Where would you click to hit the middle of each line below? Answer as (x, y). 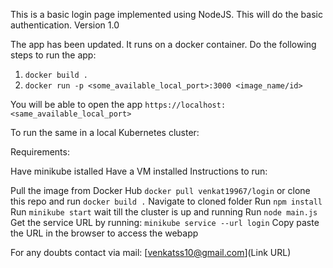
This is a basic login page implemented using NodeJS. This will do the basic (166, 14)
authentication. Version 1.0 (65, 25)
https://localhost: (185, 105)
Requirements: (40, 152)
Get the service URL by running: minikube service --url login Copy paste (165, 222)
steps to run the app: (53, 55)
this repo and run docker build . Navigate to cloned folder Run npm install (166, 201)
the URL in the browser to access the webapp (104, 233)
